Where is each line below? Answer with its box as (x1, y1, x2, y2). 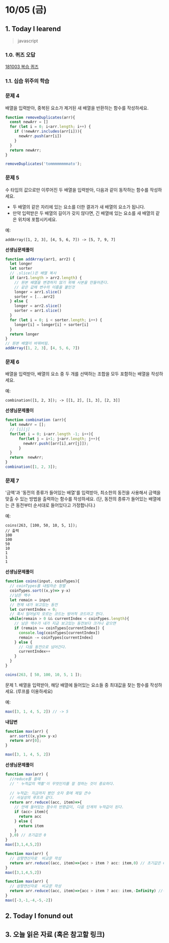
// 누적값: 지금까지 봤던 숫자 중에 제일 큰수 (10, 790, 91, 796)
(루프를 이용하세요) (16, 688, 53, 694)
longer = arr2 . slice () (14, 303, 62, 308)
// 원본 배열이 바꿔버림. (5, 341, 50, 346)
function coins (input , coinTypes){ (5, 579, 80, 584)
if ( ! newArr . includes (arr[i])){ (14, 129, 82, 134)
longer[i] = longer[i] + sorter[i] (14, 322, 89, 327)
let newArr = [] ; (10, 422, 46, 427)
